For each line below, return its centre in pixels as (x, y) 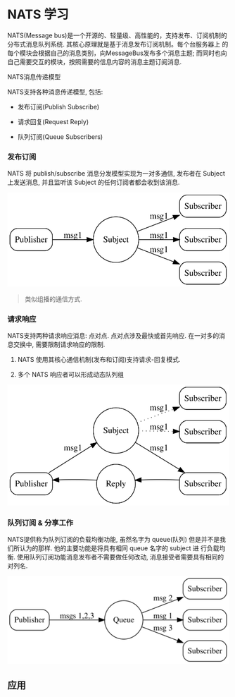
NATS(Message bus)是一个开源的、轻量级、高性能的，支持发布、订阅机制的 (117, 35)
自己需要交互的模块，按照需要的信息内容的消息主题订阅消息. (95, 61)
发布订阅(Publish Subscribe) (58, 107)
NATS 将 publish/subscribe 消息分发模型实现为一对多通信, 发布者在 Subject (116, 174)
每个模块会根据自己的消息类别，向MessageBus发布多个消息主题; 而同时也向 (117, 53)
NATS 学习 (38, 14)
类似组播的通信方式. (53, 299)
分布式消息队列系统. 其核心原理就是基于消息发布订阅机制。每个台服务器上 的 (118, 44)
